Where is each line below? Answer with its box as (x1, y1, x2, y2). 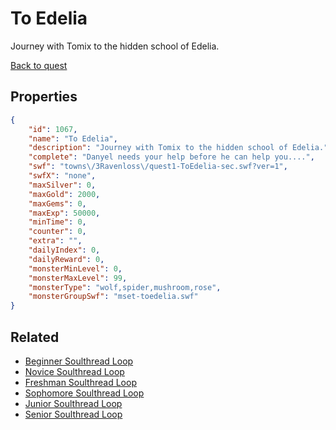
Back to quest (10, 59, 68, 71)
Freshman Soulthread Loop (24, 376, 137, 388)
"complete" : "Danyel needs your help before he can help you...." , (28, 152, 315, 162)
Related (10, 328, 60, 346)
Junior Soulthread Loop (24, 397, 123, 409)
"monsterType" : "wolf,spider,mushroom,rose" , (28, 282, 222, 292)
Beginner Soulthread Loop (24, 355, 134, 367)
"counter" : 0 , (28, 227, 87, 237)
